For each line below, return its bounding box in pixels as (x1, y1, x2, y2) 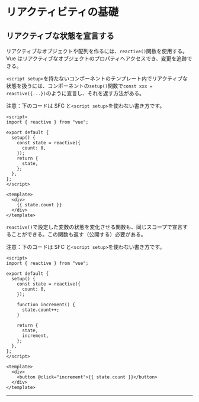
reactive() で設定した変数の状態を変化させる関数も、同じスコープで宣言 (6, 223, 183, 231)
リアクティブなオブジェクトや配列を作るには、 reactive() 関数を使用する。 (6, 48, 188, 54)
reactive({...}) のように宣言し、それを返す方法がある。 (6, 90, 145, 96)
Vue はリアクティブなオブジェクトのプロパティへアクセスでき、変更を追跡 (6, 55, 187, 62)
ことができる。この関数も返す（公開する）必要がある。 (11, 231, 146, 238)
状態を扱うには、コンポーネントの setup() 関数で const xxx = (6, 82, 153, 89)
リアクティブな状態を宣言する (6, 31, 114, 41)
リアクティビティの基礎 (6, 5, 119, 19)
